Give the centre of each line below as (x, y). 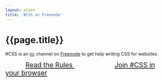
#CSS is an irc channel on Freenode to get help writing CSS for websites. (82, 54)
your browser (26, 73)
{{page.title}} (34, 40)
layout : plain (20, 10)
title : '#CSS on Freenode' (34, 15)
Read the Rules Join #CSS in (90, 65)
